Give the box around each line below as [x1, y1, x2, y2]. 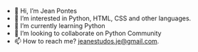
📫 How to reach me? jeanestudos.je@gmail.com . [14, 37, 160, 45]
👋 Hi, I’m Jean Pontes [14, 7, 77, 15]
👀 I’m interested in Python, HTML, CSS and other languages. [14, 14, 192, 22]
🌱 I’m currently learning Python [14, 22, 105, 30]
